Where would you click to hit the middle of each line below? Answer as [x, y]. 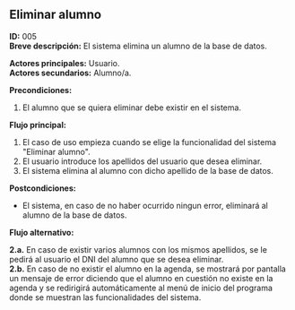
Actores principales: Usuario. [65, 63]
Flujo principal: [38, 125]
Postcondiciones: [43, 188]
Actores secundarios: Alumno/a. [70, 73]
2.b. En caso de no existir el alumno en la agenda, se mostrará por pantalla [148, 269]
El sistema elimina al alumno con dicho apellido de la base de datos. [147, 170]
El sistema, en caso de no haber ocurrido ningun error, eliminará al [145, 205]
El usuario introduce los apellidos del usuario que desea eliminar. [142, 161]
